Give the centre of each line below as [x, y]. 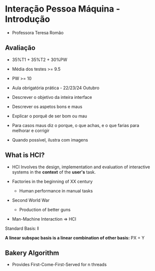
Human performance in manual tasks [56, 191]
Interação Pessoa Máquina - [63, 9]
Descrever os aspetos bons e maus [47, 106]
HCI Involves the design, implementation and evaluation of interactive [81, 167]
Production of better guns [45, 209]
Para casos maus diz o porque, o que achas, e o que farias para [75, 125]
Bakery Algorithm [32, 253]
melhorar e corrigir [31, 130]
